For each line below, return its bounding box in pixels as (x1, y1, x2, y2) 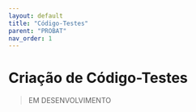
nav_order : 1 (8, 34, 53, 43)
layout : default (8, 11, 63, 20)
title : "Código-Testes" (8, 19, 89, 27)
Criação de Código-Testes (8, 69, 188, 87)
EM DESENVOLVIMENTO (28, 96, 112, 106)
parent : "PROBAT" (8, 27, 67, 35)
